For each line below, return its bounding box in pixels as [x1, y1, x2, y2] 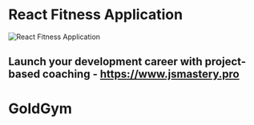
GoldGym [8, 100, 72, 117]
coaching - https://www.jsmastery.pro [42, 68, 240, 81]
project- [204, 55, 247, 68]
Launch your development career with [8, 55, 203, 68]
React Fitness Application [8, 6, 183, 24]
